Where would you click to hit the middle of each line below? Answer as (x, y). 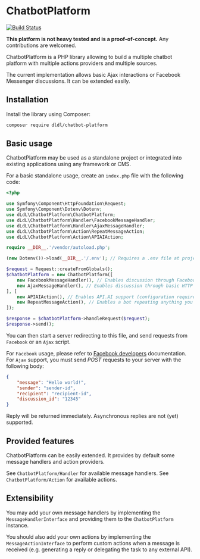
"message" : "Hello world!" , (51, 382)
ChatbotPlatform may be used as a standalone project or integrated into (94, 158)
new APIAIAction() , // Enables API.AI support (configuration (96, 297)
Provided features (40, 441)
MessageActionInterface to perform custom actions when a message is (93, 543)
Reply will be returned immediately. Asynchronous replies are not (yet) (92, 416)
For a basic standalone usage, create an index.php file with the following (95, 176)
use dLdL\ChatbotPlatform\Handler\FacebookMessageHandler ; (81, 220)
